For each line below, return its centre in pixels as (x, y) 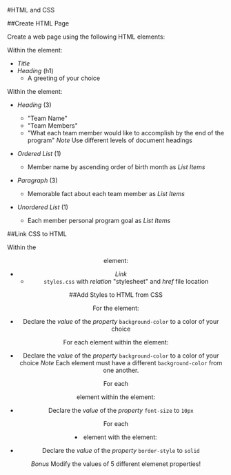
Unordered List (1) (43, 207)
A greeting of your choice (64, 78)
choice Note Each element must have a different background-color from (121, 363)
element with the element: (120, 437)
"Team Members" (52, 126)
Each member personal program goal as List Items (99, 221)
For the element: (116, 308)
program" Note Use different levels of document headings (110, 140)
